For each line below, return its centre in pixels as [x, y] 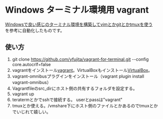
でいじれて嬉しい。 [31, 112]
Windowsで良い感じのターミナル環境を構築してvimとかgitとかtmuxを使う [79, 24]
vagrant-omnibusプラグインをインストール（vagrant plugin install [78, 76]
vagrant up [23, 94]
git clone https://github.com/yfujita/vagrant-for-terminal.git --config [80, 59]
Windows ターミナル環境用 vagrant [77, 10]
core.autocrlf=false [31, 64]
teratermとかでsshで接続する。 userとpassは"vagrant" [67, 100]
